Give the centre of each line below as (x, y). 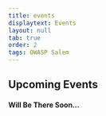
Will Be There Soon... (44, 105)
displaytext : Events (43, 23)
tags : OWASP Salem (39, 52)
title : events (32, 15)
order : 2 (23, 45)
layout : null (30, 30)
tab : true (25, 38)
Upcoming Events (53, 85)
